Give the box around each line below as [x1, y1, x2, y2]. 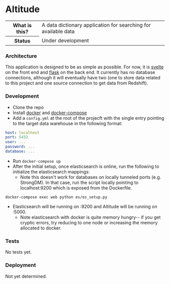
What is [13, 22, 32, 29]
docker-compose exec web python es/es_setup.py [5, 195, 108, 200]
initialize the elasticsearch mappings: [12, 168, 90, 175]
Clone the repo [12, 104, 44, 110]
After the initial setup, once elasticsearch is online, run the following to [12, 163, 159, 169]
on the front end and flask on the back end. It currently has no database [5, 69, 155, 75]
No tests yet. [5, 249, 32, 255]
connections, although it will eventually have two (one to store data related [5, 75, 160, 81]
